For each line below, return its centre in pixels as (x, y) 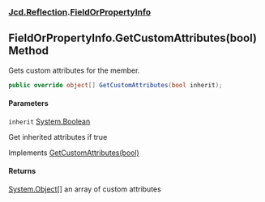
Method (29, 51)
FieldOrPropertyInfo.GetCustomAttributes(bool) (133, 38)
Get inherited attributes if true (58, 137)
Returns (22, 171)
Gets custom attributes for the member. (74, 70)
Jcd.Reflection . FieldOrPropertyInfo (80, 12)
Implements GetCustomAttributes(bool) (74, 153)
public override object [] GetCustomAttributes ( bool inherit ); (115, 85)
